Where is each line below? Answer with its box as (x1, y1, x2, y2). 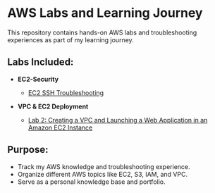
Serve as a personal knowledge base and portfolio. (17, 178, 166, 186)
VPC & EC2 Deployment (17, 102, 89, 111)
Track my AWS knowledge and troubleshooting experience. (17, 162, 190, 170)
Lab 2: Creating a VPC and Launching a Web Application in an (27, 116, 208, 124)
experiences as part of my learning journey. (7, 35, 134, 44)
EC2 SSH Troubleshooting (27, 88, 104, 96)
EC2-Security (17, 75, 59, 83)
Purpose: (7, 144, 49, 156)
